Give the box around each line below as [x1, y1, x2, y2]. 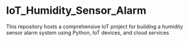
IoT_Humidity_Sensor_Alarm [6, 4, 147, 17]
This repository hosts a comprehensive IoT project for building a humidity [6, 23, 183, 30]
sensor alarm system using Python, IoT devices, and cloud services [6, 29, 169, 36]
